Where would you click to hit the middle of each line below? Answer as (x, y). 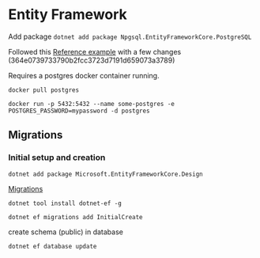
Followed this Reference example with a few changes (95, 51)
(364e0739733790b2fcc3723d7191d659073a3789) (92, 60)
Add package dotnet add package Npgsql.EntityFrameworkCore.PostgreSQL (130, 36)
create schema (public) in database (66, 232)
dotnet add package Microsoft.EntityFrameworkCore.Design (106, 174)
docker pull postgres (44, 90)
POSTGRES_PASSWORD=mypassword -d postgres (79, 111)
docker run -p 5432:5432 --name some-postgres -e (92, 104)
